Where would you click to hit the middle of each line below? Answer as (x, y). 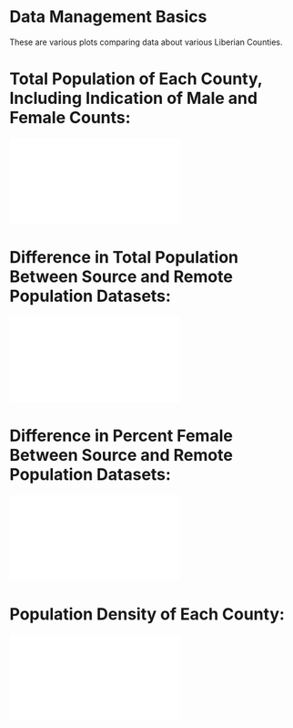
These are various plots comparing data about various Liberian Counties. (146, 42)
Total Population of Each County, (136, 79)
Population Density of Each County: (147, 614)
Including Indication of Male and (133, 99)
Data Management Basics (108, 17)
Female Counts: (70, 118)
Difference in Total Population (124, 258)
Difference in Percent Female (121, 436)
